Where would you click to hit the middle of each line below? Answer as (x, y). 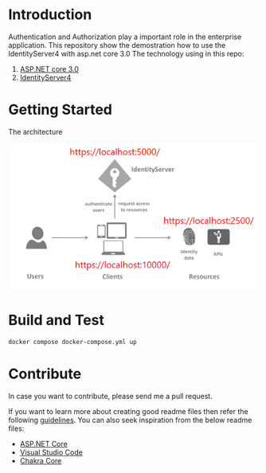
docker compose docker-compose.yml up (72, 342)
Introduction (50, 15)
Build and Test (57, 320)
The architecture (35, 131)
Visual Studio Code (51, 452)
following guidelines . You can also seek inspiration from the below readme (130, 420)
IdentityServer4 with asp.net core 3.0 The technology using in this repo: (126, 53)
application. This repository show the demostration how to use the (117, 45)
